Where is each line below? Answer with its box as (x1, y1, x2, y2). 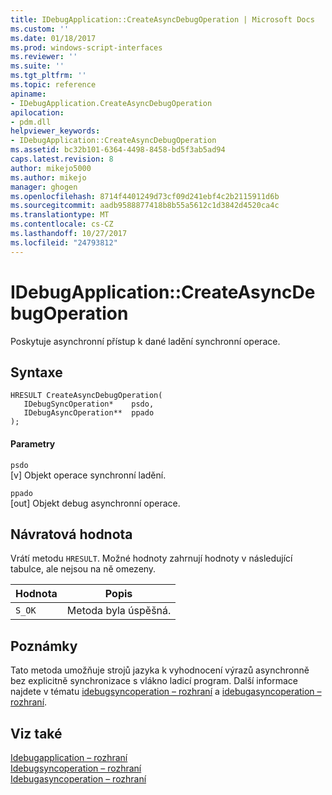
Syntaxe (10, 364, 63, 381)
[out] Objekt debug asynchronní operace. (10, 497, 181, 509)
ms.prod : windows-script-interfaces (10, 42, 163, 53)
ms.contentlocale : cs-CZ (10, 219, 114, 230)
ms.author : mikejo (10, 172, 87, 183)
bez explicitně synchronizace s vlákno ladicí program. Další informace (10, 675, 298, 687)
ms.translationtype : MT (10, 210, 110, 220)
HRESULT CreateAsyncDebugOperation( (10, 391, 163, 401)
